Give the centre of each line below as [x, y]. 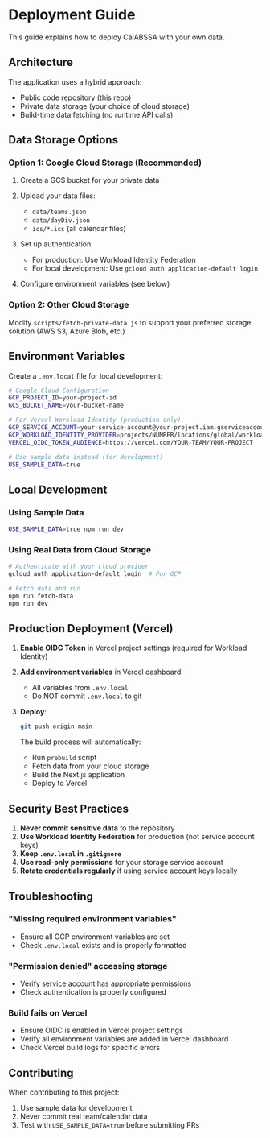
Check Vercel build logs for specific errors [90, 1048]
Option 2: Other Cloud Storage [69, 305]
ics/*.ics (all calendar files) [79, 229]
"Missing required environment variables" [92, 919]
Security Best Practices [69, 808]
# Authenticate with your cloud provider [79, 567]
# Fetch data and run [45, 589]
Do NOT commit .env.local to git [87, 696]
